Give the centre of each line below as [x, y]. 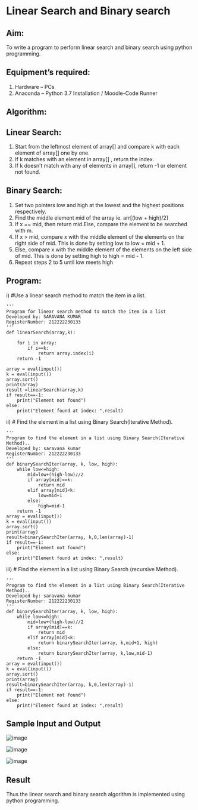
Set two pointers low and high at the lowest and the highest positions [99, 205]
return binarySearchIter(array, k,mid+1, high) [98, 643]
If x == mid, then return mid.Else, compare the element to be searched [101, 224]
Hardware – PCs [34, 87]
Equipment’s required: [48, 73]
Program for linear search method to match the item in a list [86, 312]
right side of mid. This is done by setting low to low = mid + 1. [90, 243]
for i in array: [37, 343]
